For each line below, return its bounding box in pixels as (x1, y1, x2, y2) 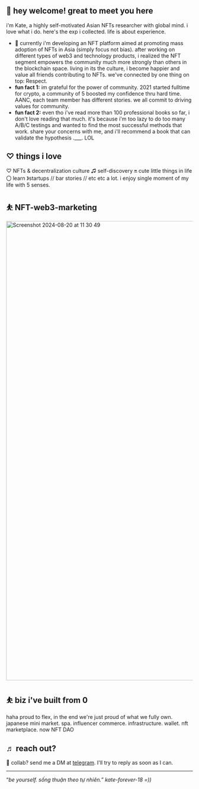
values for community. (14, 102, 69, 110)
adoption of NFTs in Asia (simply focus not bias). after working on (14, 46, 175, 53)
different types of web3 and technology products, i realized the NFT (14, 52, 181, 59)
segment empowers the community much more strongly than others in (14, 58, 187, 65)
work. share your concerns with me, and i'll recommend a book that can (14, 128, 191, 135)
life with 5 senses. (6, 181, 50, 188)
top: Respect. (14, 77, 47, 84)
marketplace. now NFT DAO (6, 726, 74, 733)
